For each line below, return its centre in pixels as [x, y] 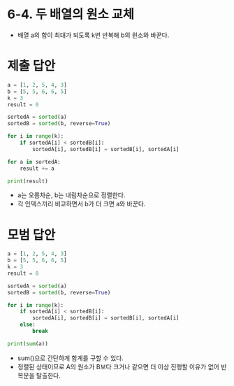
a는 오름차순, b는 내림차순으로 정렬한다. [71, 195]
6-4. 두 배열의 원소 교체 [71, 14]
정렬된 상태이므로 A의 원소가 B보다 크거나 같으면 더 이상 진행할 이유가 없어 [118, 366]
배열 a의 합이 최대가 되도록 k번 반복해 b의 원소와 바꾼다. [93, 35]
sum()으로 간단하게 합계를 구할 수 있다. [70, 358]
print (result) [28, 181]
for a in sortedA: [34, 162]
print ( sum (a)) [28, 343]
